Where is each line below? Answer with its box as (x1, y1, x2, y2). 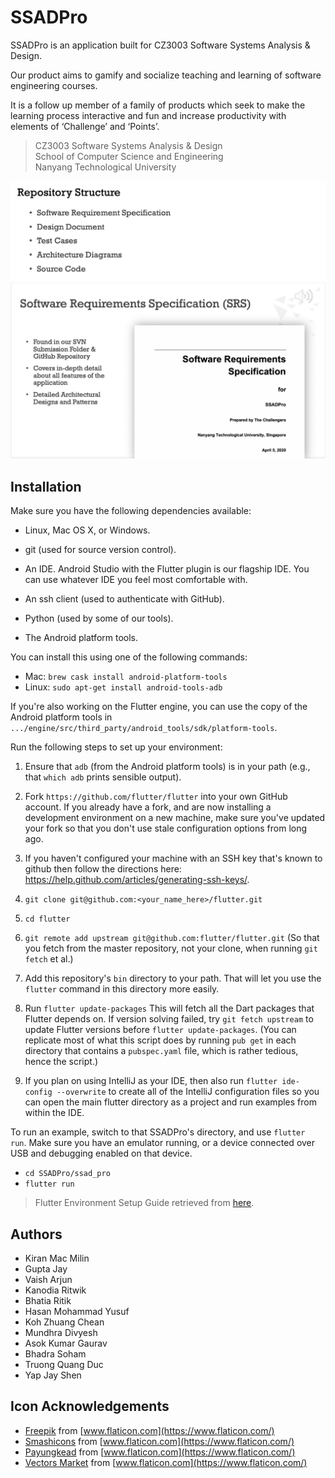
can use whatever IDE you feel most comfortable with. (24, 574, 248, 586)
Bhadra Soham (24, 1348, 87, 1360)
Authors (10, 1226, 63, 1243)
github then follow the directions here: (24, 863, 182, 875)
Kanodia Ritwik (24, 1284, 87, 1296)
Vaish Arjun (24, 1274, 73, 1286)
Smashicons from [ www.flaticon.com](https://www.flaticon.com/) (24, 1435, 295, 1447)
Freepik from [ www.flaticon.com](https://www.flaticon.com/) (24, 1424, 275, 1436)
